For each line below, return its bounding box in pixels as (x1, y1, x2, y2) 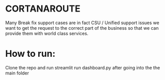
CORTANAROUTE (5, 3, 81, 15)
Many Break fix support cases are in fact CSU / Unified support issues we (5, 20, 159, 26)
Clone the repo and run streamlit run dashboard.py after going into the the (5, 64, 160, 70)
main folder (5, 70, 29, 76)
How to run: (5, 48, 56, 59)
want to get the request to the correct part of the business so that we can (5, 25, 159, 31)
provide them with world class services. (5, 30, 89, 36)
